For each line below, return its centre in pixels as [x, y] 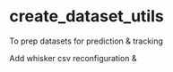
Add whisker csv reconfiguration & [73, 58]
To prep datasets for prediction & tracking [86, 41]
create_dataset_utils [86, 16]
